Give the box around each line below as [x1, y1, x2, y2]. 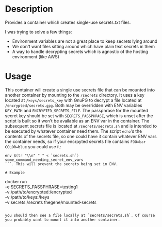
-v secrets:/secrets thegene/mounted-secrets [5, 199, 97, 205]
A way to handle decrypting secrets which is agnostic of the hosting [12, 49, 148, 54]
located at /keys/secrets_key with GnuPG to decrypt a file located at [5, 97, 142, 103]
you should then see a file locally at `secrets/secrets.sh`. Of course [5, 213, 155, 218]
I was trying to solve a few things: [5, 29, 72, 35]
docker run [5, 178, 27, 184]
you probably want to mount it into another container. [5, 217, 120, 222]
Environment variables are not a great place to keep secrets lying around [12, 38, 158, 44]
